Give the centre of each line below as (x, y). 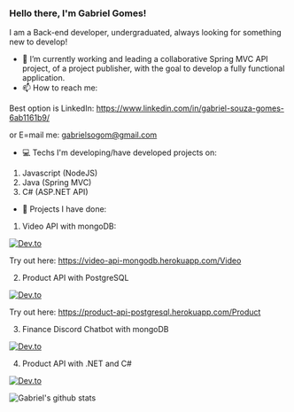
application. (43, 78)
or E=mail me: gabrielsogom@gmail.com (83, 135)
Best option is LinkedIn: (52, 108)
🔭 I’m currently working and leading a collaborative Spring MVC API (145, 59)
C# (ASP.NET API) (55, 192)
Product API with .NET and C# (77, 364)
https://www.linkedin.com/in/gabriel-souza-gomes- (190, 108)
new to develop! (39, 42)
